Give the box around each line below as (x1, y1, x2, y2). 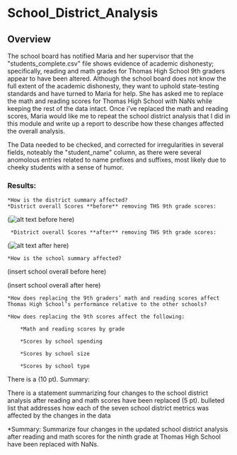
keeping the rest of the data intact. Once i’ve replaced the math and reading (7, 105, 229, 112)
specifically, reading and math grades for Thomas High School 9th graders (7, 67, 225, 75)
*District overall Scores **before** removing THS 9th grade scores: (7, 203, 217, 210)
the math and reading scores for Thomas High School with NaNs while (7, 97, 212, 105)
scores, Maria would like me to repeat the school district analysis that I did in (7, 112, 231, 120)
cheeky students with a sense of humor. (7, 163, 125, 171)
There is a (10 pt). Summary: (7, 375, 90, 384)
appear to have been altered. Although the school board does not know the (7, 74, 226, 83)
